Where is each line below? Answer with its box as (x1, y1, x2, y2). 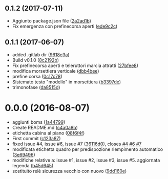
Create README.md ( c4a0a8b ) (12, 124, 78, 130)
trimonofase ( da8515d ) (12, 84, 60, 90)
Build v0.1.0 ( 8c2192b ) (12, 57, 59, 63)
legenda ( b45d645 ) (12, 162, 54, 168)
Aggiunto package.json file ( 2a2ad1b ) (12, 17, 92, 24)
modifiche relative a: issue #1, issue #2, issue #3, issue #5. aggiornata (12, 157, 160, 163)
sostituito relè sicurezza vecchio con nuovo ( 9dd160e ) (12, 168, 127, 174)
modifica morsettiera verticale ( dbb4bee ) (12, 68, 99, 74)
